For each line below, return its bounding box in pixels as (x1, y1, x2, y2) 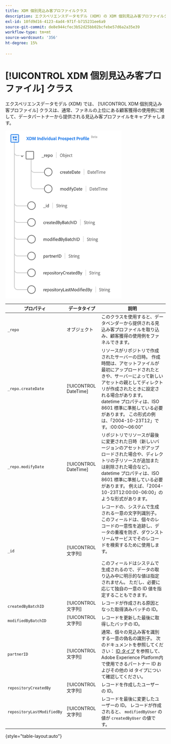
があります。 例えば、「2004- (101, 482, 164, 489)
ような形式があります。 (101, 495, 150, 502)
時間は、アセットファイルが (101, 360, 159, 366)
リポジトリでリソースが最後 (101, 431, 159, 438)
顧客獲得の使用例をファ (110, 333, 159, 339)
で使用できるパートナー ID (101, 660, 156, 666)
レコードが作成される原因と (101, 600, 159, 606)
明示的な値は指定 (123, 573, 159, 579)
